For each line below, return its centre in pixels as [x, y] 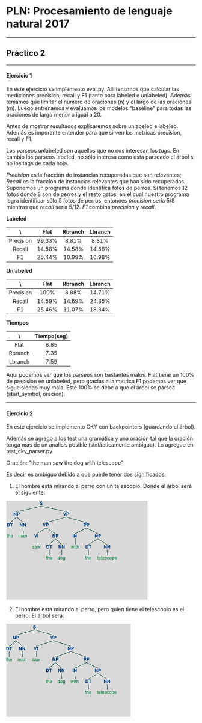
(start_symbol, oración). [36, 394]
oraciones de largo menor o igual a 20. [54, 114]
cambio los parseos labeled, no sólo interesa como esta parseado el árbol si [100, 157]
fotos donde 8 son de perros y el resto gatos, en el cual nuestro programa [98, 194]
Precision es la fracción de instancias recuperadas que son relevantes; [94, 175]
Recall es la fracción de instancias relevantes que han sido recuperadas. [96, 181]
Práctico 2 [26, 53]
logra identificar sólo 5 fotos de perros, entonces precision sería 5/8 [91, 200]
